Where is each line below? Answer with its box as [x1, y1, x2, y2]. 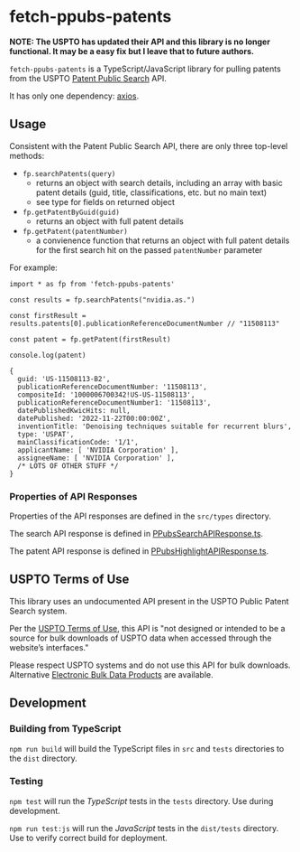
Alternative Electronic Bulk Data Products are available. [9, 669, 214, 679]
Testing [9, 775, 43, 788]
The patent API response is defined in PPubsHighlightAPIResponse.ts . [9, 546, 268, 557]
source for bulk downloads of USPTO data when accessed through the [9, 632, 272, 643]
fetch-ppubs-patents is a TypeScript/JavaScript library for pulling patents [9, 63, 281, 74]
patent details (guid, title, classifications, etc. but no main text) [35, 187, 268, 198]
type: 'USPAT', [17, 429, 75, 439]
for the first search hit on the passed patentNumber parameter [35, 244, 263, 255]
